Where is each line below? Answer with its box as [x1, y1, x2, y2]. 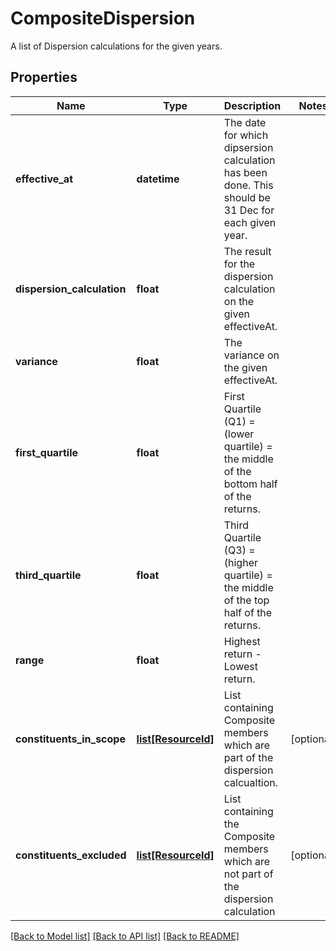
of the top [223, 593, 270, 607]
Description [223, 98, 282, 112]
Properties [10, 69, 78, 86]
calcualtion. [223, 775, 279, 789]
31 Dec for [223, 203, 275, 217]
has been [223, 165, 268, 179]
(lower [223, 427, 255, 441]
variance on [223, 348, 280, 362]
